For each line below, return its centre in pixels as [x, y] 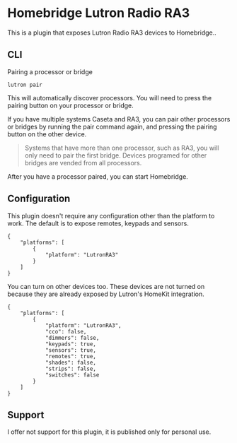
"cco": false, [66, 331]
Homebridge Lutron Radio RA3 [99, 13]
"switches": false [72, 375]
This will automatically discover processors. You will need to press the [110, 98]
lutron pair [25, 85]
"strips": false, [71, 369]
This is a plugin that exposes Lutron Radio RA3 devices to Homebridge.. [112, 33]
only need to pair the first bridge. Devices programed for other [116, 155]
